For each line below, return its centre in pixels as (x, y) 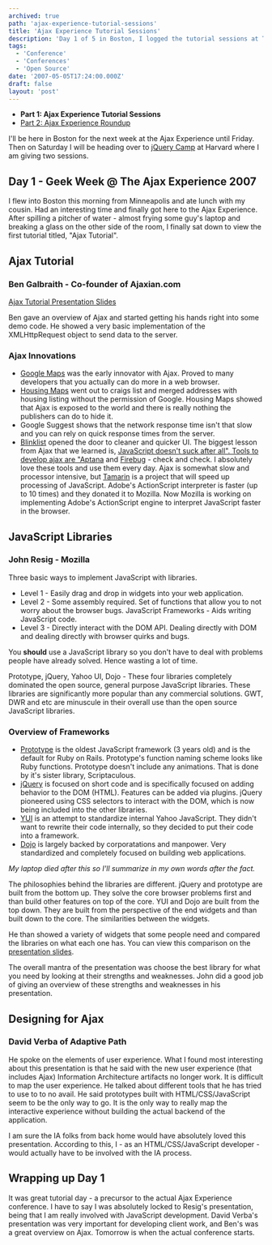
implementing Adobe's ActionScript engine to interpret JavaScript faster (140, 503)
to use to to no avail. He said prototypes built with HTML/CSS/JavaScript (130, 1094)
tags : (17, 46)
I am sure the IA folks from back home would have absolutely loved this (127, 1136)
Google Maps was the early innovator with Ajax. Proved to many (127, 373)
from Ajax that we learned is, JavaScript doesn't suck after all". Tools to (139, 451)
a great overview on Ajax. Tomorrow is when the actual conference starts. (132, 1232)
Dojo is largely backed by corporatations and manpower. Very (123, 844)
